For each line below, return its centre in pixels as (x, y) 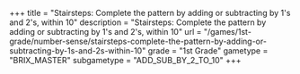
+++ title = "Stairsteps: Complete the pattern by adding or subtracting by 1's (150, 13)
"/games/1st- (227, 32)
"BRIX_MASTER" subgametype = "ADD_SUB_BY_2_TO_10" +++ (125, 60)
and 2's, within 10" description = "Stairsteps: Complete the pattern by (138, 22)
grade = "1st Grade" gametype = (208, 51)
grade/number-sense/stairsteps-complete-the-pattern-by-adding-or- (138, 41)
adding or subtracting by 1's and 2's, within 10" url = (106, 32)
